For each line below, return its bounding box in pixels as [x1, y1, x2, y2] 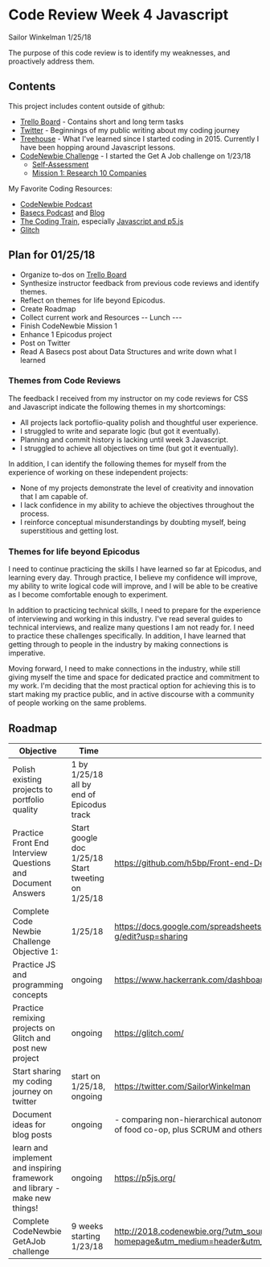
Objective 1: [12, 946, 59, 957]
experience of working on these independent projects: [8, 467, 189, 477]
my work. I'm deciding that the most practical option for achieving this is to [8, 681, 256, 691]
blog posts [12, 1129, 52, 1140]
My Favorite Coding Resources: [8, 184, 112, 193]
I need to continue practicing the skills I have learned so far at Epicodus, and [8, 564, 262, 574]
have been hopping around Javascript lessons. [19, 142, 175, 152]
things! [12, 1202, 39, 1213]
